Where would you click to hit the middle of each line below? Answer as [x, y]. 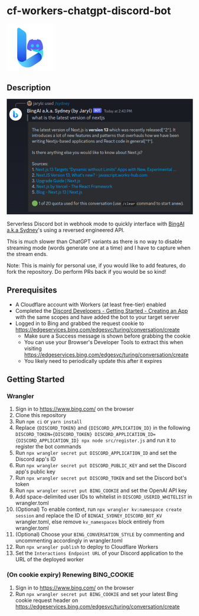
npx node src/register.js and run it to [128, 440]
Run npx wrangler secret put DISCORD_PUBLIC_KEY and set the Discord [101, 466]
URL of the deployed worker [50, 559]
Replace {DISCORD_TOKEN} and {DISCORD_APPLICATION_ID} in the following [103, 428]
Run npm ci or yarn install [48, 422]
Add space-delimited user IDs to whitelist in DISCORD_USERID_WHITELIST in [104, 497]
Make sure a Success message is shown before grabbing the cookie [107, 336]
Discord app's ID [35, 459]
